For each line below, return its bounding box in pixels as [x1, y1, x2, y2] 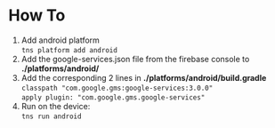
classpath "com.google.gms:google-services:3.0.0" [20, 84, 214, 92]
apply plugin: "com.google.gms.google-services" [20, 92, 206, 102]
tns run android [20, 112, 82, 121]
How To [8, 5, 66, 26]
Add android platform [20, 35, 100, 45]
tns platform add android [20, 45, 117, 54]
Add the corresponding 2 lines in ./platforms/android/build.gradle [20, 72, 267, 83]
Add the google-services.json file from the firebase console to [20, 53, 250, 64]
